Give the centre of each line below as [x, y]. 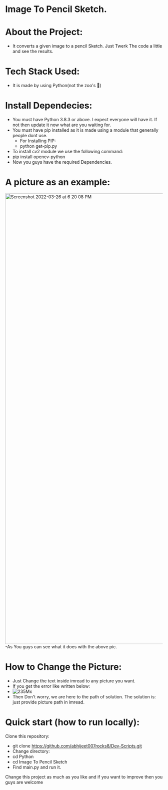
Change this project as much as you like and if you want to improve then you [84, 776]
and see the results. [33, 52]
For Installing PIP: [38, 141]
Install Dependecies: [49, 106]
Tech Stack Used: [42, 72]
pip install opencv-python [39, 157]
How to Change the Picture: [63, 667]
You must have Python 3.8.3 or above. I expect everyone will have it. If [85, 119]
